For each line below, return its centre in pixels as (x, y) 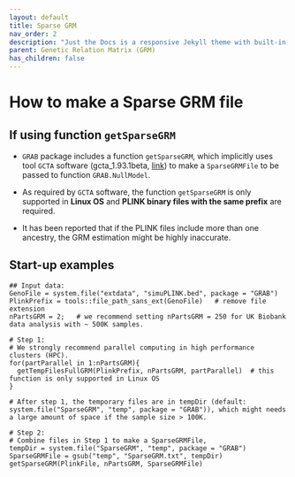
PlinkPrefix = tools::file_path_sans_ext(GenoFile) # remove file (138, 301)
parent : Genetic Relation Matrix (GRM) (83, 50)
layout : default (39, 17)
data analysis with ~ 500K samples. (76, 324)
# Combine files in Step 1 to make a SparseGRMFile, (108, 440)
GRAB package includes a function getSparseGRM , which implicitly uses (147, 156)
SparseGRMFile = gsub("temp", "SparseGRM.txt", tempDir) (116, 456)
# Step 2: (27, 433)
